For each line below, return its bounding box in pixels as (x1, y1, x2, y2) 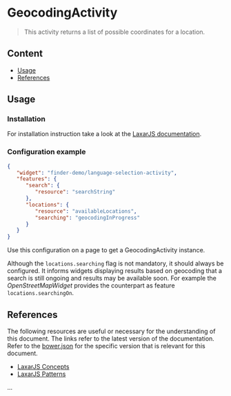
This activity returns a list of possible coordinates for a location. (23, 28, 205, 36)
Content (7, 48, 43, 59)
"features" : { (16, 176, 57, 182)
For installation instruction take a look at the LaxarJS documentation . (7, 130, 202, 138)
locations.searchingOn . (7, 289, 74, 297)
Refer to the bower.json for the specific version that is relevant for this (7, 342, 205, 350)
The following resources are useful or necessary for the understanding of (7, 327, 216, 336)
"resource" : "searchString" (34, 189, 116, 196)
